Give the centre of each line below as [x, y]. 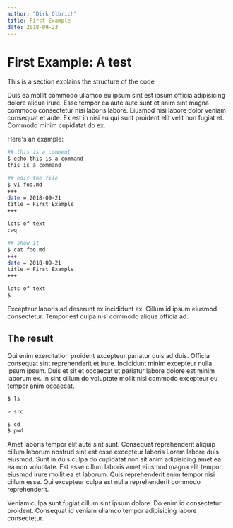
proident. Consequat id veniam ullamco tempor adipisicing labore [102, 511]
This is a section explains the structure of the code [81, 81]
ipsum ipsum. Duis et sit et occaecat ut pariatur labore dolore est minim [111, 371]
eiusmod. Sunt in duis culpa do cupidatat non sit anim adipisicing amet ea [114, 459]
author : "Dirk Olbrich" [42, 14]
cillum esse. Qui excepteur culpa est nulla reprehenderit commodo [104, 482]
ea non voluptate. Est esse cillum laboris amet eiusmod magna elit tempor [115, 467]
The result [30, 339]
